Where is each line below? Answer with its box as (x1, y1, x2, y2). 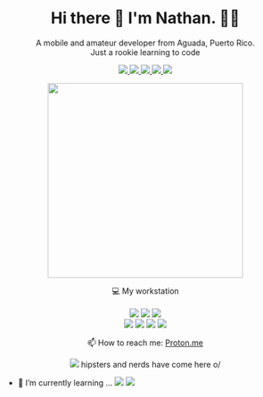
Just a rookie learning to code (90, 46, 201, 57)
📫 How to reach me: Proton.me (87, 337, 203, 348)
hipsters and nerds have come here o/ (80, 359, 221, 369)
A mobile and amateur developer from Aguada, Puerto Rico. (35, 37, 256, 48)
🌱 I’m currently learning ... (17, 377, 113, 388)
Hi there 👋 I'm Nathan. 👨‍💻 (50, 8, 241, 28)
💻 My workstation (111, 285, 180, 296)
